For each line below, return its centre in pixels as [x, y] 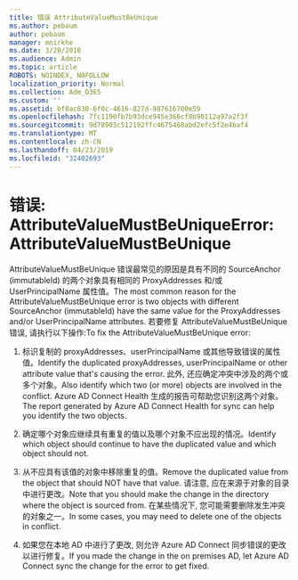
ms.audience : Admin [45, 59]
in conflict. [41, 527]
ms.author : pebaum [43, 26]
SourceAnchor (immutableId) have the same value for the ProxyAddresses [145, 311]
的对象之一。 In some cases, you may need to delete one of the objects [152, 517]
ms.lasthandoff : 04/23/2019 [61, 150]
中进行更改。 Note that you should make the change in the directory [145, 494]
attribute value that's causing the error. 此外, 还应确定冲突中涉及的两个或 [155, 374]
